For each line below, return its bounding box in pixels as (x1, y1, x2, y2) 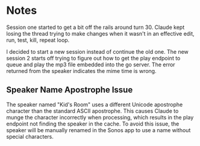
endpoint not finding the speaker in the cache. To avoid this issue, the (6, 120, 180, 127)
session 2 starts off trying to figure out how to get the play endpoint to (6, 54, 181, 62)
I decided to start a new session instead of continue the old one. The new (6, 48, 189, 55)
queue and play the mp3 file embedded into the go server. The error (6, 61, 176, 68)
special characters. (6, 133, 54, 140)
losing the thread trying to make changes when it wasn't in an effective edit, (6, 30, 195, 37)
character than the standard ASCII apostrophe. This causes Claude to (6, 107, 179, 115)
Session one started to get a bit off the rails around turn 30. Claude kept (6, 24, 185, 31)
